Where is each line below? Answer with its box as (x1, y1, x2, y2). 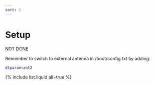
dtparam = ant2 (5, 65, 33, 70)
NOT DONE (5, 46, 29, 52)
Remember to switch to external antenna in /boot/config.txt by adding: (5, 55, 150, 61)
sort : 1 (5, 7, 22, 13)
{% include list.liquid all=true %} (5, 74, 72, 80)
